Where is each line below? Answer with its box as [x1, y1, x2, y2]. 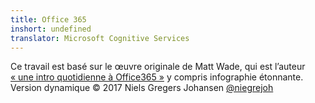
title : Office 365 [10, 14, 87, 25]
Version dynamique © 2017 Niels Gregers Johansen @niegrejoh [10, 82, 274, 94]
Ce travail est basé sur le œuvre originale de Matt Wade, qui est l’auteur [10, 61, 306, 73]
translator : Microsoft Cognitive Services [10, 33, 190, 43]
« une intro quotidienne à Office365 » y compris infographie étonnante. [10, 71, 304, 83]
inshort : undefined [10, 24, 92, 34]
